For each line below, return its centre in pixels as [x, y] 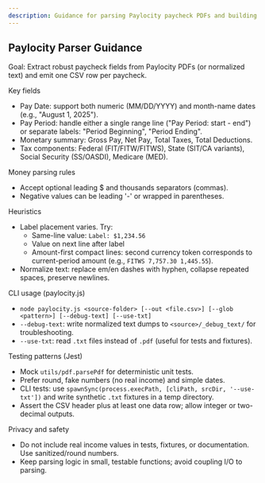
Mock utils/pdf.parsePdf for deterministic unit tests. [107, 372]
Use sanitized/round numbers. [69, 454]
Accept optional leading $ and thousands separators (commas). [124, 188]
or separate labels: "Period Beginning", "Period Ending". [111, 131]
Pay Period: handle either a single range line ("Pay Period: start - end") [135, 123]
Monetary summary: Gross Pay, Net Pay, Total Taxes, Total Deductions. [136, 140]
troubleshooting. [46, 333]
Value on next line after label [78, 244]
